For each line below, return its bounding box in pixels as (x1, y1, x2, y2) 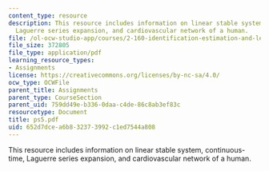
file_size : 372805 (8, 42, 70, 50)
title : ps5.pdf (8, 116, 59, 124)
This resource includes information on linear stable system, (8, 145, 204, 154)
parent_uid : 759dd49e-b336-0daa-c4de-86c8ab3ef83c (8, 101, 181, 109)
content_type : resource (8, 11, 88, 20)
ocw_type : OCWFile (8, 78, 70, 86)
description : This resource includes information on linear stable (8, 19, 239, 27)
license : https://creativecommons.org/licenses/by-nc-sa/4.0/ (8, 71, 220, 79)
